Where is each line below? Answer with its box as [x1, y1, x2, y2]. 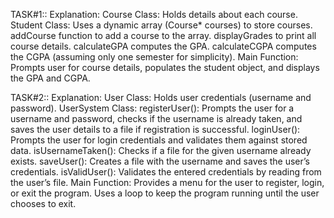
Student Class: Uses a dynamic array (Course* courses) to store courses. [10, 19, 313, 31]
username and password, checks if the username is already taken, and [10, 113, 303, 124]
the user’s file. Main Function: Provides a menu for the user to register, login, [10, 177, 325, 188]
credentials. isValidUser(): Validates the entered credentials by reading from [10, 166, 322, 178]
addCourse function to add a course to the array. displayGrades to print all [10, 30, 317, 41]
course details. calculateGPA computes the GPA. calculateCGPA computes [10, 40, 317, 52]
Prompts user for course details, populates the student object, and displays [10, 62, 320, 73]
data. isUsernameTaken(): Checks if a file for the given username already [10, 145, 312, 156]
